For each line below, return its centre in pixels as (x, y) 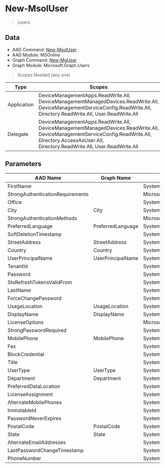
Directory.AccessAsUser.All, (71, 140)
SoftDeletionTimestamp (35, 234)
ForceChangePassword (35, 298)
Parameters (23, 164)
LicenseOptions (26, 322)
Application (21, 104)
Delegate (18, 134)
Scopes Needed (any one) (43, 75)
